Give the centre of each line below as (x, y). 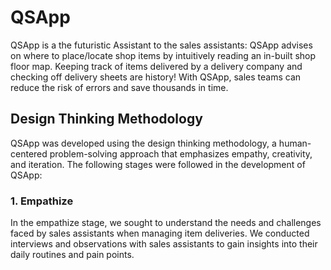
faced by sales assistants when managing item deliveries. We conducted (160, 233)
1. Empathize (42, 201)
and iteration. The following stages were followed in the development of (158, 164)
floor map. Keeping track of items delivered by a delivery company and (156, 66)
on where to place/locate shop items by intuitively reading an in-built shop (163, 55)
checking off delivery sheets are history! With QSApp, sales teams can (156, 77)
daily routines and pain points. (72, 255)
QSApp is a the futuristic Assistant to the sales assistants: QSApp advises (161, 45)
